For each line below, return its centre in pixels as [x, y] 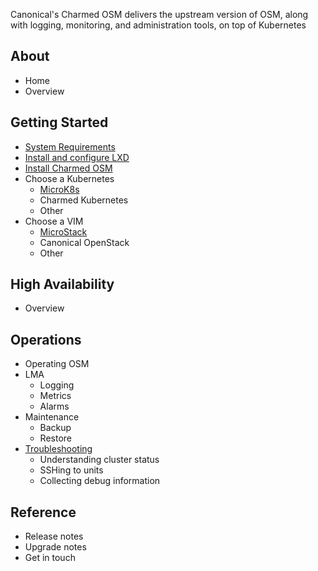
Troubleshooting [58, 449]
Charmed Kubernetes [84, 200]
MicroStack [63, 231]
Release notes [54, 536]
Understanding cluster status [99, 460]
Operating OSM [57, 364]
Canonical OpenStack [84, 242]
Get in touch [50, 558]
